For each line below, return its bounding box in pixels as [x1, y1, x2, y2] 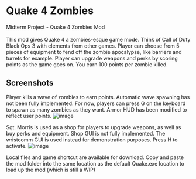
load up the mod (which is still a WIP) [6, 166, 95, 173]
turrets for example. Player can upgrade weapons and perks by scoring [6, 55, 178, 62]
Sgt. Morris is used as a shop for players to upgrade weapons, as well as [6, 123, 181, 130]
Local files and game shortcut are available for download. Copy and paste [6, 154, 184, 161]
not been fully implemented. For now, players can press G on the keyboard [6, 100, 186, 107]
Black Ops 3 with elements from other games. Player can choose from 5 [6, 42, 180, 49]
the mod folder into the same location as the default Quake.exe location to [6, 160, 184, 167]
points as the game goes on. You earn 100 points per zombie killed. [6, 60, 168, 68]
